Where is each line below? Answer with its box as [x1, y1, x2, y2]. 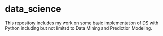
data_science [5, 3, 61, 15]
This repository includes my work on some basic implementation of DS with [5, 20, 159, 26]
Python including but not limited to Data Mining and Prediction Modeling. [5, 25, 153, 31]
